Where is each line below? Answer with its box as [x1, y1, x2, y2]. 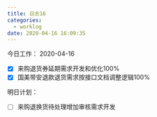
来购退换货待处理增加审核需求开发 [17, 102, 116, 111]
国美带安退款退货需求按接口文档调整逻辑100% [17, 73, 150, 81]
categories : [7, 17, 42, 24]
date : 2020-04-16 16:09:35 [7, 29, 86, 37]
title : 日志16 [7, 10, 47, 17]
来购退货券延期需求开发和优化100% [17, 64, 120, 73]
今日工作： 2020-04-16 [7, 49, 75, 58]
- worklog [13, 23, 42, 30]
